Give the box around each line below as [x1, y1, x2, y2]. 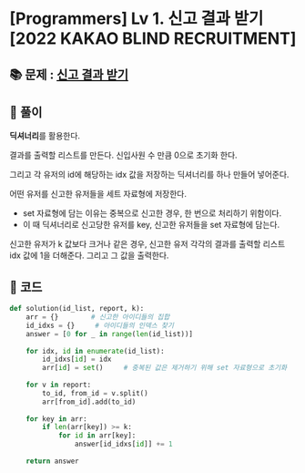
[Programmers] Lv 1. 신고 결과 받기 [9, 8, 264, 29]
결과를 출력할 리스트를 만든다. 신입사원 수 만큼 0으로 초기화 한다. [9, 149, 239, 160]
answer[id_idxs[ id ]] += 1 [74, 439, 173, 449]
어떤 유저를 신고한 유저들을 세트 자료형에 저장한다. [9, 189, 188, 200]
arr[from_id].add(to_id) [42, 397, 137, 406]
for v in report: [25, 380, 92, 390]
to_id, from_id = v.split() [42, 388, 148, 397]
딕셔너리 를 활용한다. [9, 130, 80, 141]
